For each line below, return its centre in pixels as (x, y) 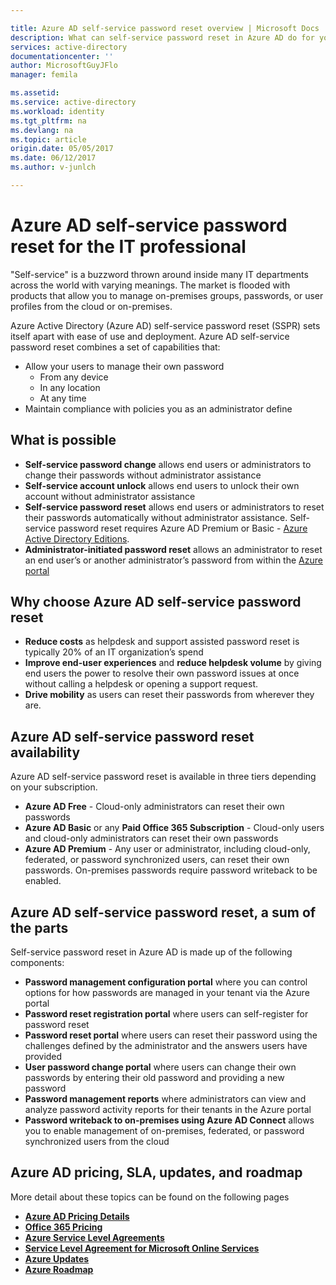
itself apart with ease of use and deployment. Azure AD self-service (150, 336)
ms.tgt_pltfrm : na (48, 121)
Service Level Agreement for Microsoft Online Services (142, 1248)
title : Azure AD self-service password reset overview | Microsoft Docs (165, 28)
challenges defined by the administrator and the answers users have (166, 1046)
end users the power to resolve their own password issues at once (162, 673)
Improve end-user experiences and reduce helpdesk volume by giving (173, 663)
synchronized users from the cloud (97, 1142)
